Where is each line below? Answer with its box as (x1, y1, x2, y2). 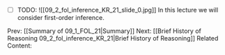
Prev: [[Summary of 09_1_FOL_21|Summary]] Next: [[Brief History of (7, 27, 202, 35)
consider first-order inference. (17, 14, 104, 22)
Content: (7, 41, 33, 50)
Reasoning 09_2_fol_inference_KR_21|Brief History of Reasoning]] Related (7, 34, 219, 43)
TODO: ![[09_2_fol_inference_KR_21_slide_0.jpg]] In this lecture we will (17, 6, 219, 14)
